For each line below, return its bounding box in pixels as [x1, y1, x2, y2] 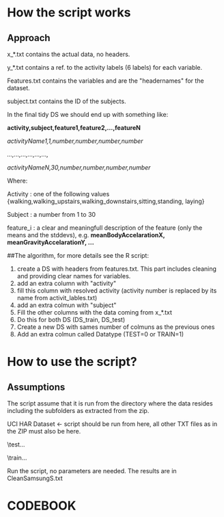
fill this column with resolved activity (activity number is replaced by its [16, 287, 217, 295]
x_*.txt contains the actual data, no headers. [7, 50, 130, 58]
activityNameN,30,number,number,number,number [7, 163, 151, 172]
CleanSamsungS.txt [7, 474, 63, 482]
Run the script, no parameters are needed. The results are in [7, 467, 177, 475]
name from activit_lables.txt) [16, 294, 98, 302]
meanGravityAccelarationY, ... [7, 238, 94, 246]
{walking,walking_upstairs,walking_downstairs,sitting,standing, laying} [7, 197, 205, 205]
